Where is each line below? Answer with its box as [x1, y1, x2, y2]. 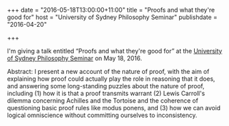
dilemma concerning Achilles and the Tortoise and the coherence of [7, 97, 198, 105]
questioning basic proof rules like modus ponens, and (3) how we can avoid [7, 104, 221, 112]
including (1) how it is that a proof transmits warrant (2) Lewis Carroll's [7, 89, 205, 97]
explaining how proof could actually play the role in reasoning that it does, [7, 75, 215, 83]
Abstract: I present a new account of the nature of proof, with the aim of [7, 68, 210, 75]
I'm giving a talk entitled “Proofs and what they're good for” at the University [7, 47, 222, 55]
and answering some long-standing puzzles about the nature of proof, [7, 82, 205, 90]
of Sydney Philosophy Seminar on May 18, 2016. [7, 54, 142, 62]
